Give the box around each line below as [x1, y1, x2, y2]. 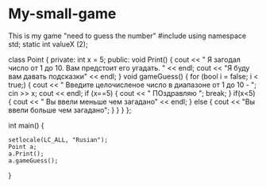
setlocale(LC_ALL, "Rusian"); [8, 135, 109, 143]
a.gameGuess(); [8, 156, 59, 165]
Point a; [8, 143, 37, 151]
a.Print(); [8, 150, 44, 158]
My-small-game [8, 5, 117, 23]
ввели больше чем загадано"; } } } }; [8, 105, 132, 115]
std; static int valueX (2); [8, 39, 89, 48]
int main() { [8, 120, 45, 130]
